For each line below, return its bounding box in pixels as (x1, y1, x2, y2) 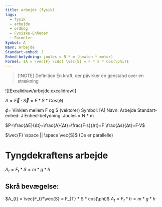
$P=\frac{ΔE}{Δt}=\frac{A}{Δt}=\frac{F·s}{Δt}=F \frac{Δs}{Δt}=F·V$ (5, 122, 145, 128)
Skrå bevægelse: (5, 182, 59, 191)
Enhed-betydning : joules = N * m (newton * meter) (5, 54, 113, 59)
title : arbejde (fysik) (5, 7, 55, 13)
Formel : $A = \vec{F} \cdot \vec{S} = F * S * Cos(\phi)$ (5, 59, 129, 64)
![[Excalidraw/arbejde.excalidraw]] (5, 88, 77, 94)
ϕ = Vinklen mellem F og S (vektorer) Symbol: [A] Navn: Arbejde (5, 107, 136, 113)
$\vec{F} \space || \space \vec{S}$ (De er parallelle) (5, 132, 113, 139)
